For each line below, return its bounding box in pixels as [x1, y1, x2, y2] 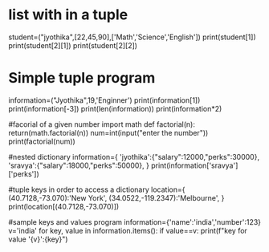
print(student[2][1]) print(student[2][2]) [8, 40, 138, 50]
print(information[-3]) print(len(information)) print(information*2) [8, 104, 222, 113]
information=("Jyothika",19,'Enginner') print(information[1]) [8, 95, 201, 105]
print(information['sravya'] [151, 161, 238, 170]
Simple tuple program [8, 69, 156, 87]
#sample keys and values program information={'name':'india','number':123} [8, 217, 262, 226]
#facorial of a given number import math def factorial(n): [8, 119, 195, 129]
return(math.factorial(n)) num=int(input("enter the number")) [8, 128, 209, 137]
